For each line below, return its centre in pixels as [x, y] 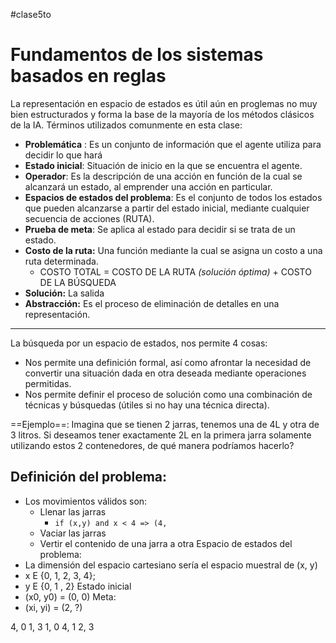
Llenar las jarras [73, 511]
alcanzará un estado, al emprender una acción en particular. [148, 186]
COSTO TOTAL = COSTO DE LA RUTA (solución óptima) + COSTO [175, 271]
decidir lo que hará [63, 155]
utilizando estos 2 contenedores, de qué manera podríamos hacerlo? [152, 445]
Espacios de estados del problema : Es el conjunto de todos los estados [173, 197]
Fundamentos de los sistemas [137, 55]
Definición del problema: [89, 477]
